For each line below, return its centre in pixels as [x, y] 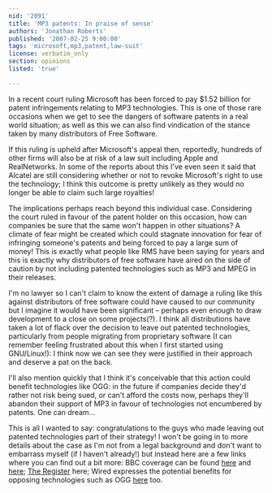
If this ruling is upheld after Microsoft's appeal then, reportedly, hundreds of [135, 149]
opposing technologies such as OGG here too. [86, 479]
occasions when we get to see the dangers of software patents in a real [128, 116]
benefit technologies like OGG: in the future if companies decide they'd [127, 386]
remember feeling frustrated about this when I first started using [116, 344]
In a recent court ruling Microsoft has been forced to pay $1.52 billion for [130, 99]
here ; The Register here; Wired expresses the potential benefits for [120, 471]
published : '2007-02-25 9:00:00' [65, 39]
